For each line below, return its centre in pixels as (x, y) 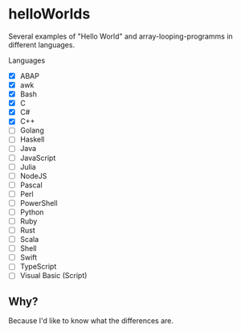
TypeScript (38, 267)
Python (32, 212)
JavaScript (38, 158)
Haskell (32, 139)
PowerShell (39, 203)
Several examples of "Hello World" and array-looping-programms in (120, 36)
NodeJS (33, 176)
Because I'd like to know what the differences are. (91, 321)
